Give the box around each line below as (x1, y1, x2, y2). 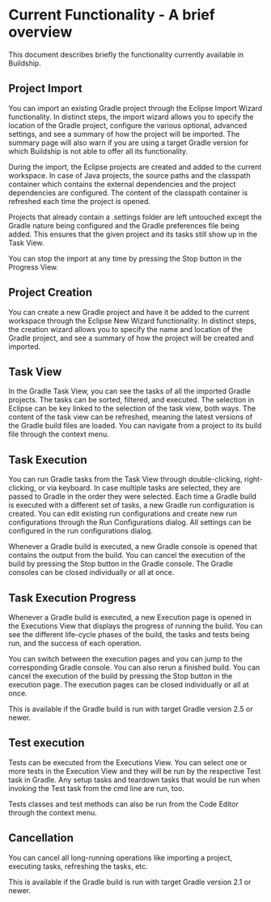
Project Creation (8, 286, 93, 300)
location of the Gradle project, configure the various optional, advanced (8, 120, 248, 130)
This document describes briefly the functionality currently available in (8, 49, 244, 59)
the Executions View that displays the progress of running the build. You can (8, 621, 263, 631)
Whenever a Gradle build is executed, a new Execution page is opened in (8, 613, 252, 622)
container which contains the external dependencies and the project (8, 179, 236, 189)
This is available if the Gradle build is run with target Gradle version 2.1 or (8, 877, 252, 887)
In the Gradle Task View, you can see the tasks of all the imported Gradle (8, 386, 251, 396)
